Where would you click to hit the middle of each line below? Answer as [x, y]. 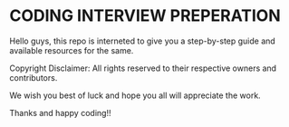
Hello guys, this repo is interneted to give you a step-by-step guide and [143, 41]
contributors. [34, 77]
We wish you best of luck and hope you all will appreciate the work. [135, 95]
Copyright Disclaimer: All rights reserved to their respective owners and [143, 68]
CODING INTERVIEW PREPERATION [145, 16]
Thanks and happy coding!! [60, 112]
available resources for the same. [72, 50]
